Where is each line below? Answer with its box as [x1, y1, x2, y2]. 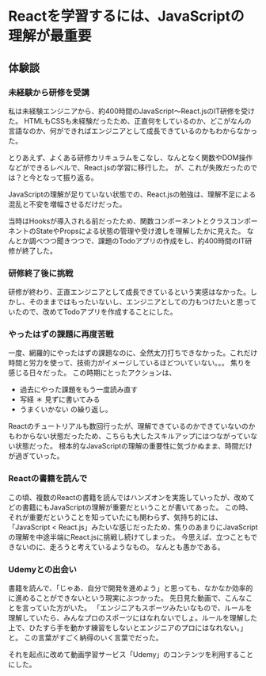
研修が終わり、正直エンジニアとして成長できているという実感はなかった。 [8, 287, 251, 297]
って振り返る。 [49, 172, 98, 182]
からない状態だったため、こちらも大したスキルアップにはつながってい [21, 431, 251, 441]
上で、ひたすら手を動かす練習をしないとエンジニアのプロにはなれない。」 [8, 623, 248, 632]
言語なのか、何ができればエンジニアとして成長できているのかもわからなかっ [8, 126, 258, 136]
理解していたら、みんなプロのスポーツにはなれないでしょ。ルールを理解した [8, 613, 257, 623]
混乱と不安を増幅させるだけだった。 [8, 199, 127, 208]
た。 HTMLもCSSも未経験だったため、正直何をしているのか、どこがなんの [8, 116, 252, 125]
